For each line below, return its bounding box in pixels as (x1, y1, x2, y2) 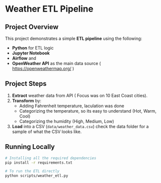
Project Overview (5, 23, 59, 31)
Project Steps (5, 80, 47, 88)
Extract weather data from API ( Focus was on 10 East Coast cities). (12, 92, 148, 98)
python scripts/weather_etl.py (5, 173, 68, 178)
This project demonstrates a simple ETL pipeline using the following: (5, 35, 142, 41)
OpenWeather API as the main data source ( (12, 61, 101, 66)
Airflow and (12, 55, 36, 61)
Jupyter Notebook (12, 50, 50, 56)
